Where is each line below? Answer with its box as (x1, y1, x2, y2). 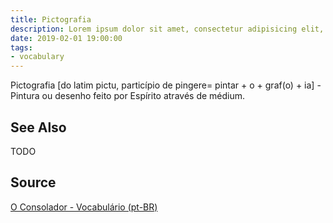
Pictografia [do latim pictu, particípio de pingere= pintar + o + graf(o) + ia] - (10, 79, 322, 91)
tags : (10, 42, 33, 53)
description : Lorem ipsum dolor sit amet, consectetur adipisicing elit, (10, 24, 325, 34)
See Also (10, 119, 67, 136)
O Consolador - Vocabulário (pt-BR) (10, 201, 158, 213)
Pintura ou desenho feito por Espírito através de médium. (10, 90, 246, 102)
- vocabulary (10, 52, 65, 62)
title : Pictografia (10, 14, 92, 25)
